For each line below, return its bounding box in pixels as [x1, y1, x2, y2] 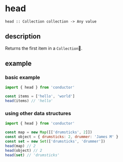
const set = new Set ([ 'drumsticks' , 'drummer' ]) [5, 139, 105, 144]
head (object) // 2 [5, 148, 42, 153]
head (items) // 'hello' [5, 99, 53, 103]
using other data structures [5, 110, 71, 117]
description [5, 32, 41, 40]
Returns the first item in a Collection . [5, 45, 83, 51]
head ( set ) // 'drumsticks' [5, 152, 60, 158]
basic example [5, 74, 40, 81]
